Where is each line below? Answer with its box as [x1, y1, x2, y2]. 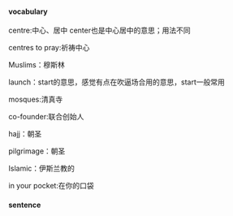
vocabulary [8, 6, 49, 16]
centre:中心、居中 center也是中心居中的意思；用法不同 [8, 25, 191, 36]
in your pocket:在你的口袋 [8, 181, 95, 191]
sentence [8, 200, 41, 210]
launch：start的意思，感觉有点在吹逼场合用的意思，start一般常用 [8, 77, 226, 87]
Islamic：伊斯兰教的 [8, 163, 76, 174]
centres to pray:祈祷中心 [8, 43, 90, 53]
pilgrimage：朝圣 [8, 146, 66, 156]
